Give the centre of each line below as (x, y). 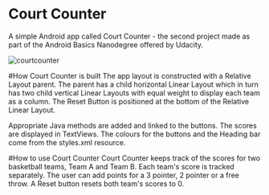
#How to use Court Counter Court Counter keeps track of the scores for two (134, 158)
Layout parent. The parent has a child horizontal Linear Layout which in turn (134, 84)
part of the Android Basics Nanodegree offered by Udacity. (106, 44)
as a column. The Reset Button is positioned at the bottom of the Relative (129, 101)
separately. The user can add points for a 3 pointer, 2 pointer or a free (124, 175)
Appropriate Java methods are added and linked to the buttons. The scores (132, 125)
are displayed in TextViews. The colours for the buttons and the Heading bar (134, 134)
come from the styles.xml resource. (67, 142)
